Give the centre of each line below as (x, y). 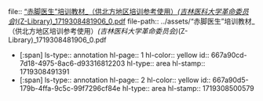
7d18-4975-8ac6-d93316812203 (72, 63)
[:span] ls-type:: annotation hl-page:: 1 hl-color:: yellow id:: (114, 55)
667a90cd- (229, 55)
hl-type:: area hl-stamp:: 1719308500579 (188, 88)
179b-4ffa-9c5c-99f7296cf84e (70, 88)
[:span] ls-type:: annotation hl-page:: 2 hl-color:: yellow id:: (115, 80)
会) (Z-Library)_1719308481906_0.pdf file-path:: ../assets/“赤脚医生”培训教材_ (131, 21)
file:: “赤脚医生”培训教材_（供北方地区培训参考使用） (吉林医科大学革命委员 (128, 11)
